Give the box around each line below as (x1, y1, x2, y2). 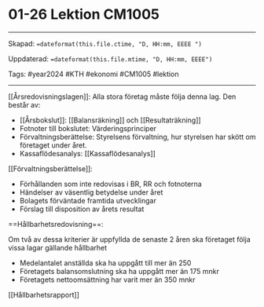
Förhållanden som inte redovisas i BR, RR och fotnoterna (19, 179, 202, 188)
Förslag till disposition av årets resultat (19, 204, 145, 214)
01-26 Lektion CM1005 (8, 5, 159, 24)
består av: (8, 100, 41, 109)
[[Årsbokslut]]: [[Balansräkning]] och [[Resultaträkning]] (19, 115, 202, 125)
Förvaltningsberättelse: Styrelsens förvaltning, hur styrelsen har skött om (19, 132, 257, 141)
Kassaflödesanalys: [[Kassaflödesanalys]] (19, 148, 156, 158)
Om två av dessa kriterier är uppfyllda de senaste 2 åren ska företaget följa (8, 234, 251, 244)
